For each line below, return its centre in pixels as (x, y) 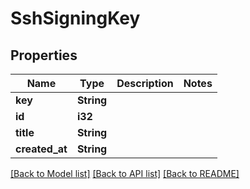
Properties (44, 55)
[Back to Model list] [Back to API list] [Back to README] (125, 173)
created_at (41, 149)
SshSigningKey (75, 18)
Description (145, 83)
